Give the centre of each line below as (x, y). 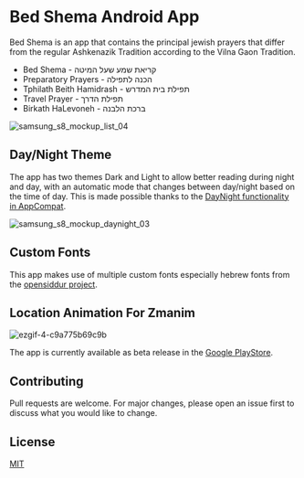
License (32, 442)
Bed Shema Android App (105, 17)
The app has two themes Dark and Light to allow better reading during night (152, 176)
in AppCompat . (38, 206)
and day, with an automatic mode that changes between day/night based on (152, 186)
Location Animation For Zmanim (103, 313)
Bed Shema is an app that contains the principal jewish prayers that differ (147, 42)
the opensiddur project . (53, 284)
